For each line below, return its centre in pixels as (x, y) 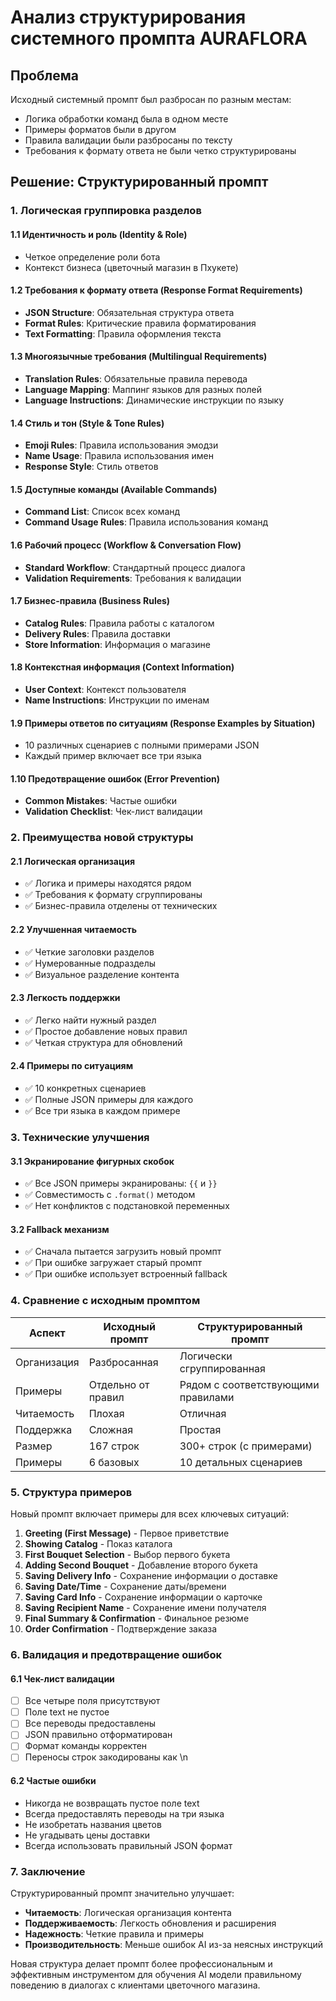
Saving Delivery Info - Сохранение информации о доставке (151, 1575)
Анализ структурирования (128, 17)
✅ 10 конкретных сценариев (85, 1088)
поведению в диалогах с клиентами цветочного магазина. (135, 1985)
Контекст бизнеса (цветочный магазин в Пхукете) (131, 267)
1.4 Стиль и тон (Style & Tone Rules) (87, 423)
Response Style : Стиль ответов (91, 467)
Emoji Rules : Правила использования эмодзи (121, 445)
